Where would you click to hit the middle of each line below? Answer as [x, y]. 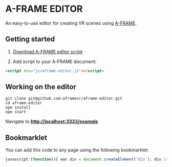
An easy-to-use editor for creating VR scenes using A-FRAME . [71, 23]
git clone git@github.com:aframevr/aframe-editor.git [64, 99]
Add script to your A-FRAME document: [55, 61]
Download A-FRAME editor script [48, 51]
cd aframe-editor [24, 103]
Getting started [30, 39]
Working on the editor [41, 87]
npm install [18, 108]
